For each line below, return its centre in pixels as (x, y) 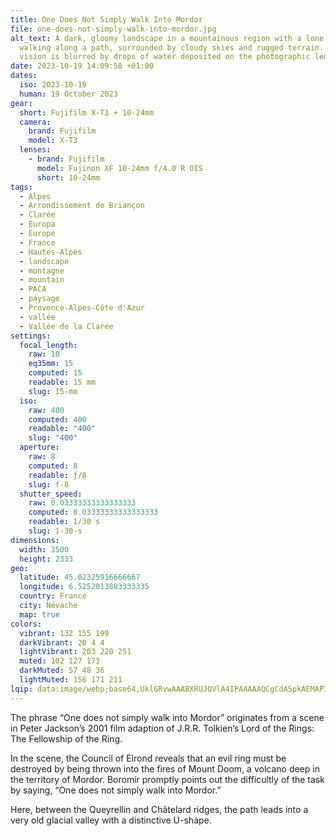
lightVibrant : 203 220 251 (75, 652)
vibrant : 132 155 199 (64, 633)
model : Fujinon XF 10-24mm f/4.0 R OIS (119, 168)
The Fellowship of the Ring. (66, 738)
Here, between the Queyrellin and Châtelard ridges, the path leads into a (159, 809)
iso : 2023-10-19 (53, 85)
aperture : (39, 447)
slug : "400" (53, 438)
